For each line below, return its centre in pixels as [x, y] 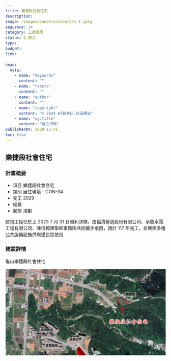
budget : [13, 49]
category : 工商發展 [24, 32]
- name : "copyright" [36, 108]
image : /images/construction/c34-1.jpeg [49, 21]
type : [11, 43]
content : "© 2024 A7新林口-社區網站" [56, 113]
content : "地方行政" [39, 124]
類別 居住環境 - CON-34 [38, 192]
